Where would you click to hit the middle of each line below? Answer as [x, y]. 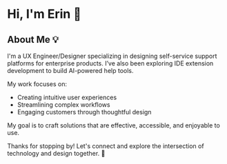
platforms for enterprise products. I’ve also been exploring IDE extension [110, 63]
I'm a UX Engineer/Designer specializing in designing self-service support [112, 56]
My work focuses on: [37, 84]
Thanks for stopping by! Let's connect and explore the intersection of [106, 146]
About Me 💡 [33, 40]
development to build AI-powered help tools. [70, 71]
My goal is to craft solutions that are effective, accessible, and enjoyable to [114, 125]
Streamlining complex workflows [63, 105]
